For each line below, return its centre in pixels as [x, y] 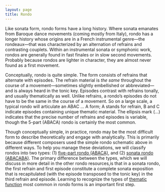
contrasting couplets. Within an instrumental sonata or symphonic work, [78, 49]
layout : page [19, 10]
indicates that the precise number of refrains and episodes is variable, [76, 117]
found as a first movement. [33, 65]
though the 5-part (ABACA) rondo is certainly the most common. [71, 122]
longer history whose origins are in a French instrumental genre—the [75, 39]
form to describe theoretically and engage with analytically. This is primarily [82, 137]
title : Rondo [19, 14]
